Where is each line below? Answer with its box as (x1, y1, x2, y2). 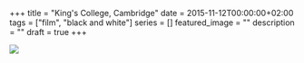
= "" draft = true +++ (9, 27, 88, 37)
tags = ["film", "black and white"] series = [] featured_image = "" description (9, 17, 295, 28)
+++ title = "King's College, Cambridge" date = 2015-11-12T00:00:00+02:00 (9, 8, 294, 18)
